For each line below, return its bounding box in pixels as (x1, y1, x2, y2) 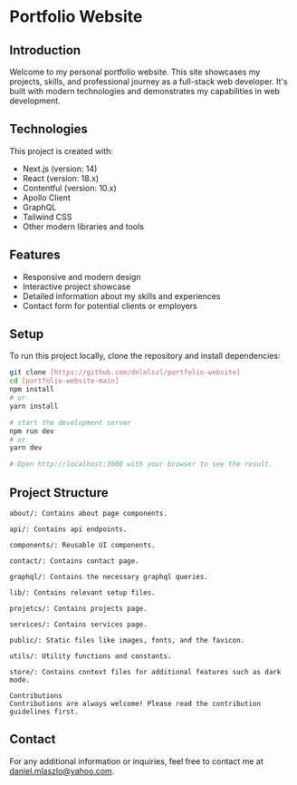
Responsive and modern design (22, 271, 141, 282)
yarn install (9, 402, 59, 411)
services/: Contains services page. (9, 620, 148, 629)
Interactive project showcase (22, 281, 131, 292)
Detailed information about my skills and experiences (22, 290, 221, 301)
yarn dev (9, 443, 43, 452)
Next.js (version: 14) (22, 163, 98, 174)
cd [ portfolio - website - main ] (9, 376, 120, 386)
